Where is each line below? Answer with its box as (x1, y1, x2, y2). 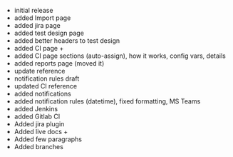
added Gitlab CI (14, 112, 61, 121)
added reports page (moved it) (14, 59, 105, 67)
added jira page (14, 21, 61, 29)
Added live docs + (14, 128, 68, 136)
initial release (14, 6, 53, 14)
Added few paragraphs (14, 135, 83, 143)
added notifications (14, 89, 71, 98)
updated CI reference (14, 82, 77, 90)
